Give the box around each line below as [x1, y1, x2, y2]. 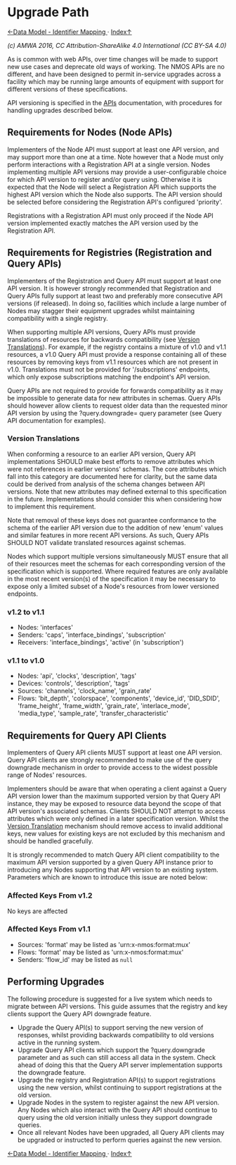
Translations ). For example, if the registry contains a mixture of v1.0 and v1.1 [7, 343, 227, 351]
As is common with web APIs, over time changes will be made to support [7, 54, 218, 63]
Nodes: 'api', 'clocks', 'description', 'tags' [17, 671, 137, 681]
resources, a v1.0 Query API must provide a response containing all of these [7, 350, 227, 358]
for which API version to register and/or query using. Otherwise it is [7, 175, 202, 183]
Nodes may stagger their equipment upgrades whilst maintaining [7, 306, 195, 315]
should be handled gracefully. [7, 837, 93, 846]
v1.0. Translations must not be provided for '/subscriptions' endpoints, [7, 365, 210, 374]
